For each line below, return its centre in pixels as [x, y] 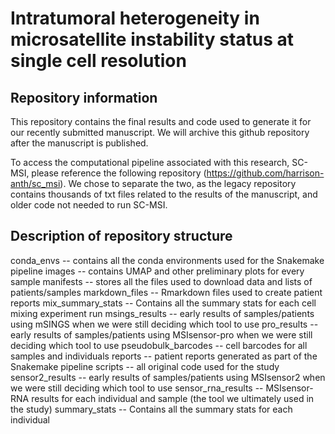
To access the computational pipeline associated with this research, [150, 162]
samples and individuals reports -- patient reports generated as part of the [164, 356]
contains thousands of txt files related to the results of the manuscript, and [164, 194]
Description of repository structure [121, 236]
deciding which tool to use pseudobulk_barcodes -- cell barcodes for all [159, 345]
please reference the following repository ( [119, 173]
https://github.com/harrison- [265, 173]
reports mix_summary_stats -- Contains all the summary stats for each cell [163, 303]
